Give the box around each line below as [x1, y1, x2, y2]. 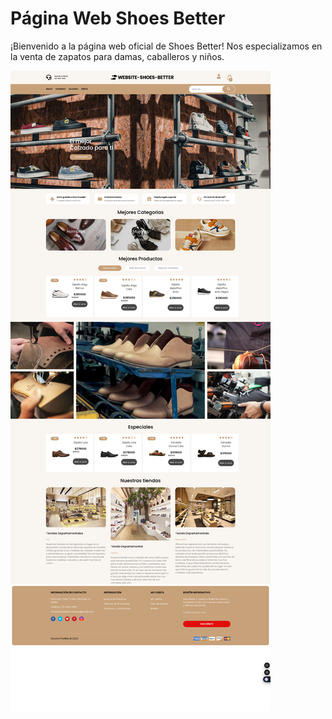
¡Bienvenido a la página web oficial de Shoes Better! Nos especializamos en [10, 40, 323, 52]
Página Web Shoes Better [10, 7, 226, 30]
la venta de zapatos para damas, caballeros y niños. [10, 50, 225, 62]
